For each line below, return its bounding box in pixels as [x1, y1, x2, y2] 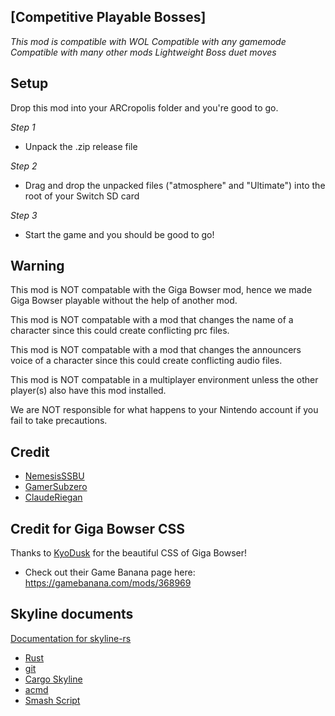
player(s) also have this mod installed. [10, 385, 167, 397]
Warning [10, 258, 65, 275]
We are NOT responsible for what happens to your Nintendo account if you [10, 404, 319, 416]
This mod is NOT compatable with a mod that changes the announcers [10, 344, 302, 356]
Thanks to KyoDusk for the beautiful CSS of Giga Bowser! [10, 547, 248, 559]
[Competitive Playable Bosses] [10, 9, 207, 26]
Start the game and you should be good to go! [24, 228, 215, 240]
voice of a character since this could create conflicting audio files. [10, 355, 283, 367]
